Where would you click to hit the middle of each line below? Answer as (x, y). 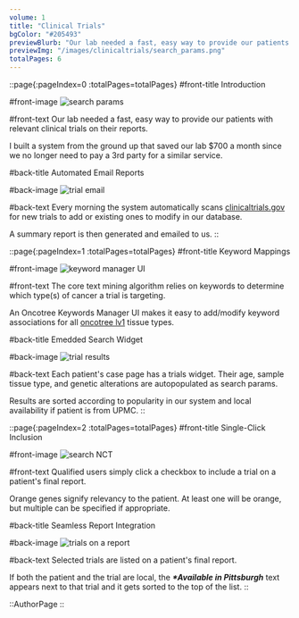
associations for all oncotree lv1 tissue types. (92, 322)
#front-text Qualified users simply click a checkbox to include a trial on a (143, 472)
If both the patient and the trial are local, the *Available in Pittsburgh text (145, 577)
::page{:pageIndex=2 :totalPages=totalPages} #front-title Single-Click (137, 428)
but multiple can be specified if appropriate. (90, 508)
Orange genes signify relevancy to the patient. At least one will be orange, (145, 498)
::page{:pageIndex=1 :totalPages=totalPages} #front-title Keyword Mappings (150, 251)
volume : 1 (28, 17)
